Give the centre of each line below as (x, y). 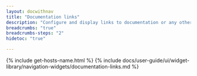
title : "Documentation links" (43, 17)
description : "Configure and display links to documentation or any (91, 22)
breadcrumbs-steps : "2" (35, 33)
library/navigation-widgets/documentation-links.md (68, 67)
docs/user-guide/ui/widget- (156, 60)
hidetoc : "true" (26, 39)
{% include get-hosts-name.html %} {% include (64, 60)
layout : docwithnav (30, 11)
